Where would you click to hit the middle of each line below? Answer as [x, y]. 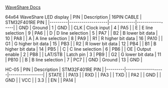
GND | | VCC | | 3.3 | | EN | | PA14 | [41, 80]
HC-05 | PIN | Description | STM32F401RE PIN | [54, 69]
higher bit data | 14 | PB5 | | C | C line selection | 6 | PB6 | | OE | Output [78, 49]
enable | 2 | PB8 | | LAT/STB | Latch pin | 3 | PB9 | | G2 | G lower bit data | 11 [83, 54]
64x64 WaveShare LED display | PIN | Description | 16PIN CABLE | [73, 17]
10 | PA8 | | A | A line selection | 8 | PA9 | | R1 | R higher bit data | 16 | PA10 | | [84, 38]
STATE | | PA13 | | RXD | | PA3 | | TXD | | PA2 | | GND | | [105, 75]
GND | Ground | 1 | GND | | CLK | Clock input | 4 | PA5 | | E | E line [86, 28]
